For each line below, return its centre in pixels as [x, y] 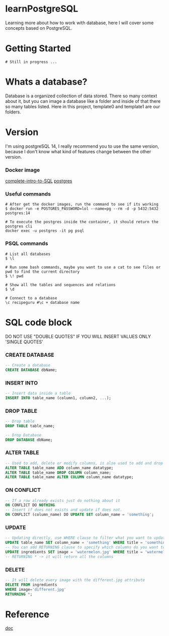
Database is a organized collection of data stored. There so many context [81, 96]
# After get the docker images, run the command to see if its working [82, 205]
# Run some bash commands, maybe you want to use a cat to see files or [83, 267]
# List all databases [28, 254]
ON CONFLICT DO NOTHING [30, 505]
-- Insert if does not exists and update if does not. [64, 510]
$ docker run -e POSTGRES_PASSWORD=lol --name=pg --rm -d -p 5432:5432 [82, 209]
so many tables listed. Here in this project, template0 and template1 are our [83, 106]
